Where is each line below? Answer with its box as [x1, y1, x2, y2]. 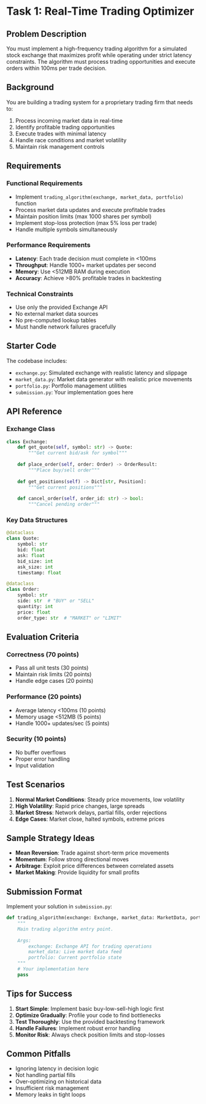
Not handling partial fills [15, 1072, 75, 1079]
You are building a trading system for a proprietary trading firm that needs [6, 98, 193, 105]
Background [6, 82, 54, 93]
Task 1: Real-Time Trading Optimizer [6, 4, 194, 18]
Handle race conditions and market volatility [15, 136, 127, 143]
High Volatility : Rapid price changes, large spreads [15, 802, 145, 810]
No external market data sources [15, 310, 99, 318]
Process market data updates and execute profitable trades [15, 206, 166, 213]
